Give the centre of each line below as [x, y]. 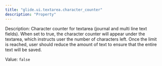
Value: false [18, 59]
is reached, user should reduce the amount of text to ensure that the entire [81, 44]
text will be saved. [23, 50]
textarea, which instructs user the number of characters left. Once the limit [81, 39]
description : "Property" [31, 14]
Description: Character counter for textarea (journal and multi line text [76, 28]
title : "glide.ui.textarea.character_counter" [54, 10]
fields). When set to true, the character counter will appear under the [75, 34]
